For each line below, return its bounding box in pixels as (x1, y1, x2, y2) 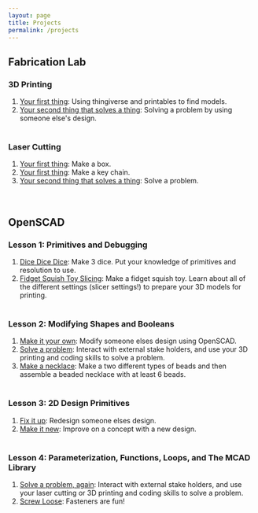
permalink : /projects (8, 26, 79, 34)
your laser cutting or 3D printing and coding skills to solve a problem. (19, 488, 244, 497)
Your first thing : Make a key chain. (19, 168, 131, 177)
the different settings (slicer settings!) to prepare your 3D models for (19, 282, 241, 292)
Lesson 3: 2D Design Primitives (8, 398, 130, 409)
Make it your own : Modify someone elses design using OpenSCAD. (19, 336, 238, 346)
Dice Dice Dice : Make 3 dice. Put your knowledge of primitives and (19, 257, 237, 267)
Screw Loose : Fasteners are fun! (19, 496, 125, 506)
